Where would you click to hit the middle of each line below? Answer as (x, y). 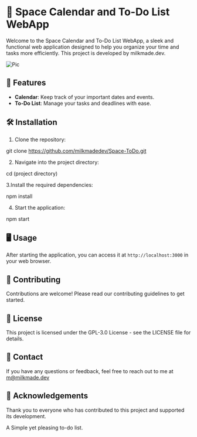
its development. (26, 416)
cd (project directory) (32, 173)
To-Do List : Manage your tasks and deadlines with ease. (83, 103)
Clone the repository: (40, 139)
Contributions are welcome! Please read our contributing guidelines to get (95, 294)
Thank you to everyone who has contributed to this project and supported (95, 410)
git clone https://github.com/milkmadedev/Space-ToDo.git (76, 151)
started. (16, 300)
